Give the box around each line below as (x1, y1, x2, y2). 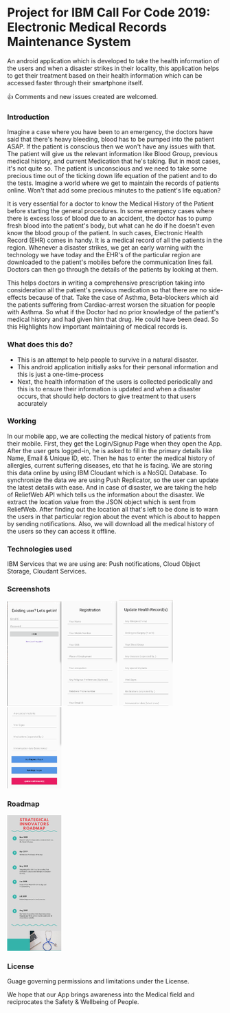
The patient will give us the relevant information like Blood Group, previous (7, 150, 218, 158)
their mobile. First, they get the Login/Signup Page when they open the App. (7, 439, 222, 448)
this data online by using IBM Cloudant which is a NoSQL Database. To (7, 468, 207, 477)
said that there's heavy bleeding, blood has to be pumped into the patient (7, 135, 215, 144)
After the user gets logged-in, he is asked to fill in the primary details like (7, 446, 213, 455)
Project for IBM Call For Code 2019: (7, 5, 211, 21)
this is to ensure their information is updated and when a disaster (16, 384, 201, 393)
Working (7, 416, 36, 426)
